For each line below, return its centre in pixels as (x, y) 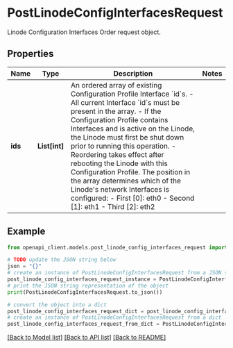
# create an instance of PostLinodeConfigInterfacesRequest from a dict (114, 317)
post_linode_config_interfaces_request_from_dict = (83, 324)
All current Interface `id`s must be (125, 102)
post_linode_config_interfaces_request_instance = (82, 279)
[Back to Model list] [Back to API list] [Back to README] (87, 338)
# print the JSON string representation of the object (88, 285)
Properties (31, 54)
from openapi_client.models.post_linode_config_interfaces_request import (118, 247)
